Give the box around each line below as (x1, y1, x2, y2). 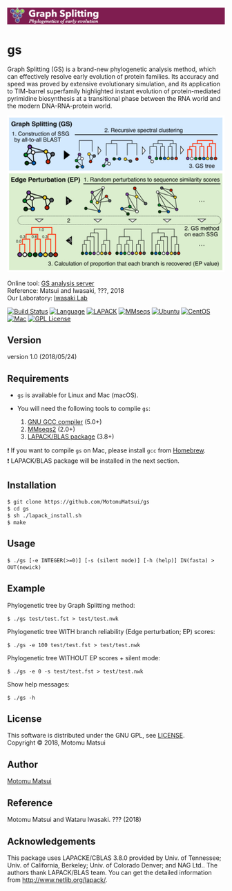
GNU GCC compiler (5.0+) (27, 418, 102, 426)
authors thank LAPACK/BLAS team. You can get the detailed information (7, 868, 212, 876)
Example (7, 583, 46, 595)
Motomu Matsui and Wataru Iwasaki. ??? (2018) (7, 816, 142, 824)
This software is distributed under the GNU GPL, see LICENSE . (7, 731, 185, 740)
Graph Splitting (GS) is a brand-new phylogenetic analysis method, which (7, 65, 216, 73)
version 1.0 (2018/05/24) (7, 353, 77, 361)
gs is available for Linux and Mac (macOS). (17, 391, 139, 399)
